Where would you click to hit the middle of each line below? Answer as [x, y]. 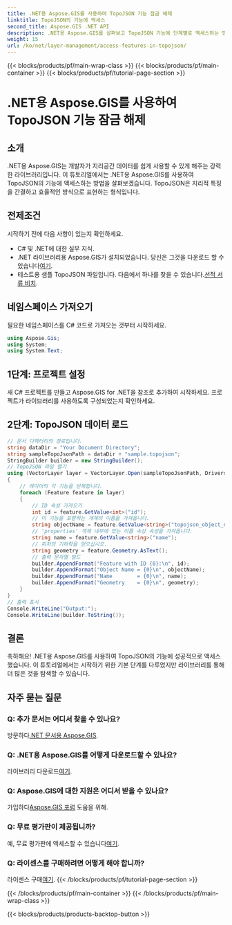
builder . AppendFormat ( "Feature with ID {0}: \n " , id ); [111, 564]
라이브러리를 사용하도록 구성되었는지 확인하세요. [90, 401]
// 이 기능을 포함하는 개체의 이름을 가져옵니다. [91, 519]
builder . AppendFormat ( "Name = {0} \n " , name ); [109, 576]
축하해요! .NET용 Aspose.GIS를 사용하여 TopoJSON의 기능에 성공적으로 [105, 656]
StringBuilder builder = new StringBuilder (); [75, 460]
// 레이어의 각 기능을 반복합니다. [61, 486]
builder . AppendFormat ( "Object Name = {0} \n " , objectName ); [119, 570]
